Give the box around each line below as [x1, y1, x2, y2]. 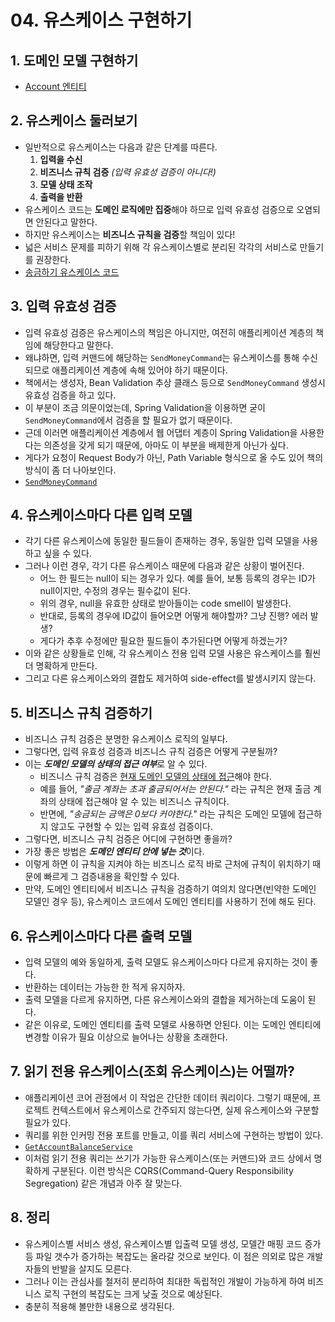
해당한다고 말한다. [43, 339, 114, 351]
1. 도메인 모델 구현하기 [10, 52, 139, 69]
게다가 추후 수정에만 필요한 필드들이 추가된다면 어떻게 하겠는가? [39, 635, 288, 647]
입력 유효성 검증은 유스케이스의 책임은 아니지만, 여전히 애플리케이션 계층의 [24, 326, 314, 338]
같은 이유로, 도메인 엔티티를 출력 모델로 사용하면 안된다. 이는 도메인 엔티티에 [24, 1019, 322, 1031]
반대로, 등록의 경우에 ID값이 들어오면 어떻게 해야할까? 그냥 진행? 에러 [39, 610, 308, 622]
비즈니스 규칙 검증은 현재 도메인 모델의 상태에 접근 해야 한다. [39, 771, 273, 783]
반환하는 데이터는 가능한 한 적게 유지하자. [24, 981, 186, 993]
